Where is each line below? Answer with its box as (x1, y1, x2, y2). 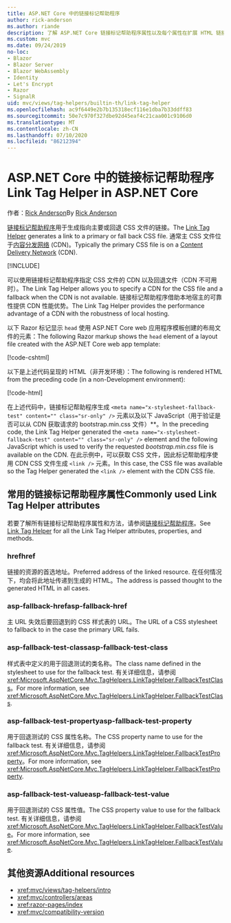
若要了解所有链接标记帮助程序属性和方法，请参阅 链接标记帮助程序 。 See (7, 519, 211, 527)
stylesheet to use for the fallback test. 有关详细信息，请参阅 (7, 667, 177, 676)
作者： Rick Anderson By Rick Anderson (7, 209, 117, 217)
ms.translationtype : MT (7, 118, 76, 126)
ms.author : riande (7, 23, 60, 30)
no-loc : (7, 49, 30, 56)
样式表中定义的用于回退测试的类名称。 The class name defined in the (7, 659, 201, 667)
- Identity (7, 74, 38, 81)
